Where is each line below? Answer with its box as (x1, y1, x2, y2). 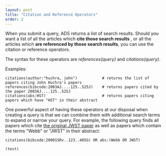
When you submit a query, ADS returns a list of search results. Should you (5, 31, 159, 37)
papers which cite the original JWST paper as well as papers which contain (5, 123, 161, 129)
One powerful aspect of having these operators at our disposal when (5, 107, 148, 113)
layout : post (5, 7, 33, 13)
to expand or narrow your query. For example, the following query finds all (5, 117, 159, 123)
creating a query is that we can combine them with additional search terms (5, 112, 160, 118)
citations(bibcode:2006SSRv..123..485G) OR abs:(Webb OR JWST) (5, 138, 141, 143)
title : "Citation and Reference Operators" (5, 12, 98, 17)
